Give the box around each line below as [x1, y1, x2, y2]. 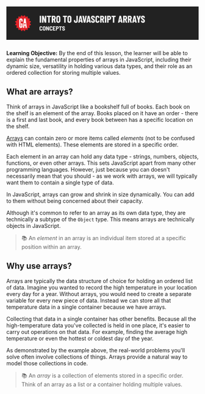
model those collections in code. [6, 359, 88, 367]
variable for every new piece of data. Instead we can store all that [6, 297, 171, 304]
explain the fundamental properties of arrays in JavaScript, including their [6, 56, 192, 64]
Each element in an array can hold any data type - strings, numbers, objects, [6, 153, 199, 160]
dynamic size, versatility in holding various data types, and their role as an [6, 63, 193, 70]
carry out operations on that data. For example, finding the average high [6, 328, 188, 335]
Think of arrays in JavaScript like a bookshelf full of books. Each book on [6, 103, 190, 110]
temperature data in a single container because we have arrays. [6, 303, 167, 311]
